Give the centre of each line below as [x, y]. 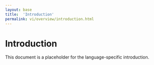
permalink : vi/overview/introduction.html [50, 19]
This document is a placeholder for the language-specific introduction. [77, 57]
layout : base [19, 10]
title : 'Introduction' [30, 14]
